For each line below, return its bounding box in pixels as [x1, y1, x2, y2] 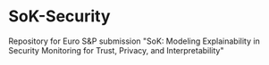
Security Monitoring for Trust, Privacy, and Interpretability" [8, 45, 224, 55]
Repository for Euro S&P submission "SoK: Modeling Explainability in [8, 36, 260, 46]
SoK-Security [8, 6, 111, 27]
